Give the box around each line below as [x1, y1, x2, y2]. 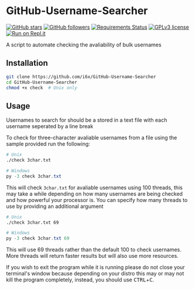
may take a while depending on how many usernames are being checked [6, 190, 183, 197]
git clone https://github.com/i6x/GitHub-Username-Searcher [6, 73, 157, 80]
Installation [6, 58, 48, 68]
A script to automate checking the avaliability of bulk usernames [6, 41, 162, 48]
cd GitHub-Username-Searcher [6, 79, 78, 85]
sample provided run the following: [6, 140, 90, 147]
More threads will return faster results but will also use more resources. [6, 253, 179, 260]
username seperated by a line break [6, 123, 93, 130]
